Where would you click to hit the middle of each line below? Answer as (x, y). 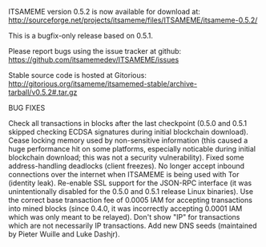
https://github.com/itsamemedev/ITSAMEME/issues (94, 60)
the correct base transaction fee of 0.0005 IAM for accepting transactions (130, 200)
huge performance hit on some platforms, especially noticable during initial (132, 149)
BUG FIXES (27, 108)
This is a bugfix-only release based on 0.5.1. (81, 36)
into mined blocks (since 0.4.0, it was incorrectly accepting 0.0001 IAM (125, 209)
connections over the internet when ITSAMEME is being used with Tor (124, 174)
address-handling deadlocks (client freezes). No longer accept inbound (127, 166)
